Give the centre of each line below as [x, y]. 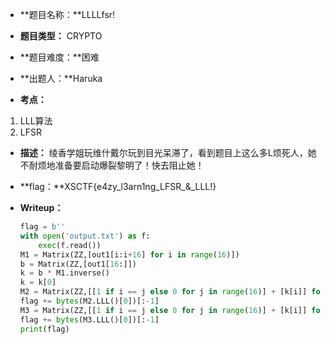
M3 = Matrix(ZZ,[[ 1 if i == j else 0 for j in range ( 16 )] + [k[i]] [163, 310]
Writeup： [41, 207]
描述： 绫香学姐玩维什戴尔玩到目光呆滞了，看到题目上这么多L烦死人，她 [168, 152]
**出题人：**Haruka [61, 78]
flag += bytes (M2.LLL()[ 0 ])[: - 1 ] [89, 301]
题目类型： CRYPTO [61, 36]
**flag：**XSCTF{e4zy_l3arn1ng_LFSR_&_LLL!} [118, 186]
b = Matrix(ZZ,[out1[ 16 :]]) [78, 264]
